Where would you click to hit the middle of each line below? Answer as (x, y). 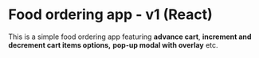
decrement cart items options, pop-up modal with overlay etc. (113, 44)
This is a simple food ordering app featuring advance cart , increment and (130, 37)
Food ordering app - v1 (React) (110, 15)
